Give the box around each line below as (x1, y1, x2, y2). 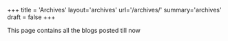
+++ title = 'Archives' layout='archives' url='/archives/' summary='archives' (7, 6, 222, 14)
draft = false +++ (7, 13, 56, 21)
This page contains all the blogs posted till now (7, 27, 141, 34)
